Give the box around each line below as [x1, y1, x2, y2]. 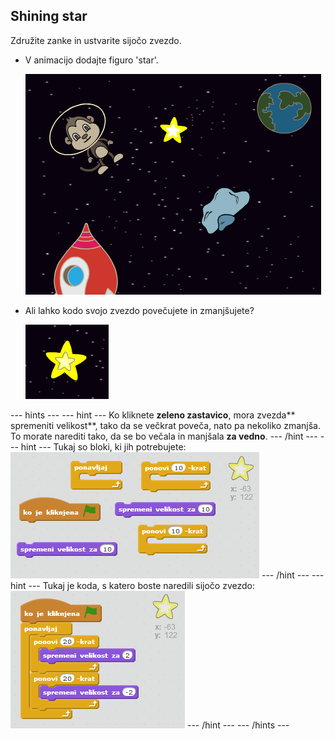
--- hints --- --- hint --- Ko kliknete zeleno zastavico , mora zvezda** [10, 409, 296, 421]
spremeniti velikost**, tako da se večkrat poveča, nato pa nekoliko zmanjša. [10, 419, 321, 431]
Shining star [10, 8, 88, 25]
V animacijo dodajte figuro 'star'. [24, 54, 159, 66]
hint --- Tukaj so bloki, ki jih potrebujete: [20, 440, 187, 453]
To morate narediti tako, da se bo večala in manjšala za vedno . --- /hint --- [10, 430, 318, 442]
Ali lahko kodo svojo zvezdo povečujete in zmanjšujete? [24, 304, 255, 316]
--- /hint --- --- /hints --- [186, 719, 290, 731]
